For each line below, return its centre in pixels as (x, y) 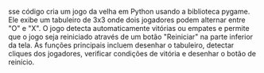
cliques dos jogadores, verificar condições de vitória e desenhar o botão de (132, 54)
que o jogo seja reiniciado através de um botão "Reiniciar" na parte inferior (130, 36)
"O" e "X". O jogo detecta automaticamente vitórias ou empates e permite (129, 28)
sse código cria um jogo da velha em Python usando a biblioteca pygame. (129, 12)
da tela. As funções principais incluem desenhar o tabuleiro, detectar (121, 45)
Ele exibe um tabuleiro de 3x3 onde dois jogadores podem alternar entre (127, 20)
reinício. (21, 62)
